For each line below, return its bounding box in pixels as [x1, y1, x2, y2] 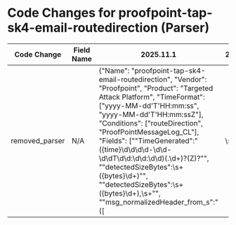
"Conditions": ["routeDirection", [98, 118, 204, 128]
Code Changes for [7, 5, 116, 21]
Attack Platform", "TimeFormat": [98, 92, 205, 102]
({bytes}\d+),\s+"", [98, 188, 161, 198]
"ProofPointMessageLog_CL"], [98, 127, 199, 137]
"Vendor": [174, 74, 207, 84]
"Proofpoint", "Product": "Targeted [98, 83, 214, 93]
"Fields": [98, 135, 128, 145]
